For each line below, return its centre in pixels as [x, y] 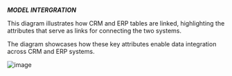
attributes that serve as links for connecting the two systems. [95, 31]
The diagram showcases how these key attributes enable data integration [112, 44]
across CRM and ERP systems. [51, 51]
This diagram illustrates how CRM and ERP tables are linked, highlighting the [116, 23]
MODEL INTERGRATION [42, 10]
